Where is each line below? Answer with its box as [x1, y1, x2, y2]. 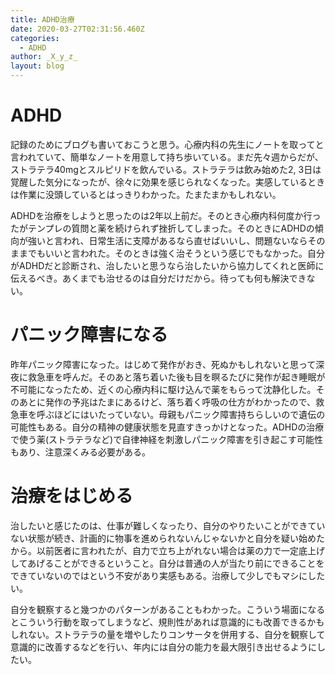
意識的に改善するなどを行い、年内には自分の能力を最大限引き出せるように [10, 641, 317, 653]
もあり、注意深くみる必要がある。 [10, 446, 151, 458]
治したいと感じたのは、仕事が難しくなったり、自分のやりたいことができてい [10, 519, 326, 531]
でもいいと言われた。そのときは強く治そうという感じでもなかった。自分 [27, 247, 326, 259]
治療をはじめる [10, 485, 134, 508]
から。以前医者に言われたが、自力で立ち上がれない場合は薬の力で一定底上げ [10, 544, 326, 556]
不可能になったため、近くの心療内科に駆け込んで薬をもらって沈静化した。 [10, 383, 317, 395]
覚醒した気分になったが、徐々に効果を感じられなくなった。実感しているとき [10, 176, 326, 188]
